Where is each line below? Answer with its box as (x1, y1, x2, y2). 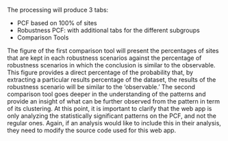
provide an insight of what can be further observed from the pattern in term (7, 97, 220, 105)
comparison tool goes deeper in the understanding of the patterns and (7, 90, 206, 98)
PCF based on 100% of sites (16, 19, 97, 27)
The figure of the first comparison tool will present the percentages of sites (7, 47, 219, 54)
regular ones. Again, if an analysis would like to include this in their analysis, (7, 119, 221, 127)
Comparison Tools (16, 33, 69, 42)
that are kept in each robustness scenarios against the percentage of (7, 54, 202, 62)
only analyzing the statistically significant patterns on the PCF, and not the (7, 112, 217, 120)
